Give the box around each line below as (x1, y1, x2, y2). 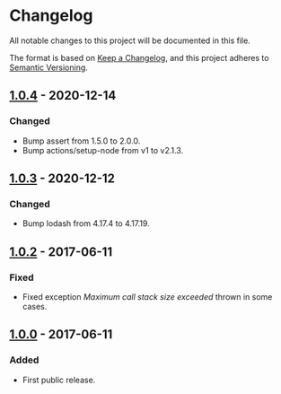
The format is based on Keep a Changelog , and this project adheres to (9, 52, 269, 63)
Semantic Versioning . (9, 62, 88, 73)
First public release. (22, 374, 96, 385)
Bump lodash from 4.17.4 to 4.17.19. (22, 218, 150, 229)
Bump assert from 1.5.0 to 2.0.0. (22, 136, 141, 146)
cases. (22, 302, 48, 311)
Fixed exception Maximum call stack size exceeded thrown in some (22, 292, 273, 302)
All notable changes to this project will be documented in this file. (9, 35, 251, 46)
